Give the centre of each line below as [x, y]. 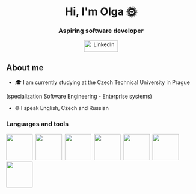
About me [25, 68]
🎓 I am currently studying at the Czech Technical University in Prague [103, 82]
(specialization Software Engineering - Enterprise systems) [79, 96]
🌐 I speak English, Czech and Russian [62, 108]
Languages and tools [38, 124]
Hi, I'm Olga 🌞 [101, 12]
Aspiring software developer [101, 31]
